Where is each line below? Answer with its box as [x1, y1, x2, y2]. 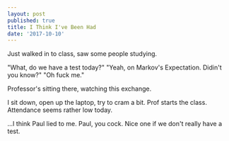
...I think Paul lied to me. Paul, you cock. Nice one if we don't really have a [7, 120, 223, 128]
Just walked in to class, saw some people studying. [7, 50, 158, 58]
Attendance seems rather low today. [7, 106, 113, 114]
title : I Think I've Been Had [7, 23, 97, 30]
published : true [7, 17, 55, 24]
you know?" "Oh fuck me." [7, 71, 85, 79]
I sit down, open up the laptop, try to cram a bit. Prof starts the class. [7, 98, 207, 107]
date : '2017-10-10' [7, 30, 65, 38]
